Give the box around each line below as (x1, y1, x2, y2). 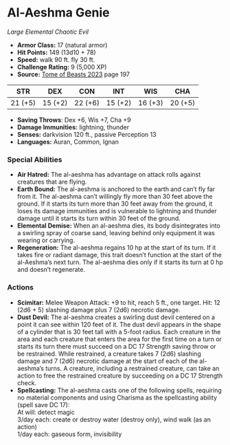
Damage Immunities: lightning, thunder (16, 122, 130, 131)
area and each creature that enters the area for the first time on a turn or (16, 335, 222, 343)
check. (16, 378, 36, 387)
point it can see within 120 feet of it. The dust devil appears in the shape (16, 320, 221, 328)
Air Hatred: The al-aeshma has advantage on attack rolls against (16, 171, 201, 179)
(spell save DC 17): (16, 400, 70, 409)
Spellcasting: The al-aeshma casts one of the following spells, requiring (16, 386, 222, 394)
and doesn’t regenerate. (16, 265, 86, 274)
